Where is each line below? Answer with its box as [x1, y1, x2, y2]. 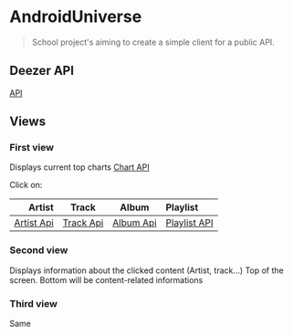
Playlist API [165, 216, 214, 229]
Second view [9, 244, 68, 257]
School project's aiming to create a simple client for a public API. [31, 37, 276, 47]
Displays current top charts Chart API [9, 162, 150, 173]
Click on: [9, 180, 43, 191]
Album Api [112, 216, 157, 229]
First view [9, 142, 55, 154]
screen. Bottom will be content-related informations [9, 274, 204, 285]
